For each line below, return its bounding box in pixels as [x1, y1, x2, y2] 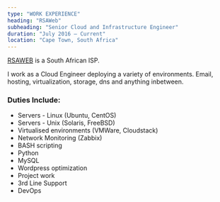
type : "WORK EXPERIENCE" [7, 10, 81, 18]
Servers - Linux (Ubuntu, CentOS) [17, 111, 117, 120]
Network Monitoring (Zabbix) [17, 134, 103, 142]
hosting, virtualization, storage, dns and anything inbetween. [7, 77, 184, 86]
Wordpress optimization [17, 164, 88, 172]
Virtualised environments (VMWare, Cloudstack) [17, 126, 158, 135]
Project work [17, 172, 55, 180]
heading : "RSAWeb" [7, 17, 62, 24]
